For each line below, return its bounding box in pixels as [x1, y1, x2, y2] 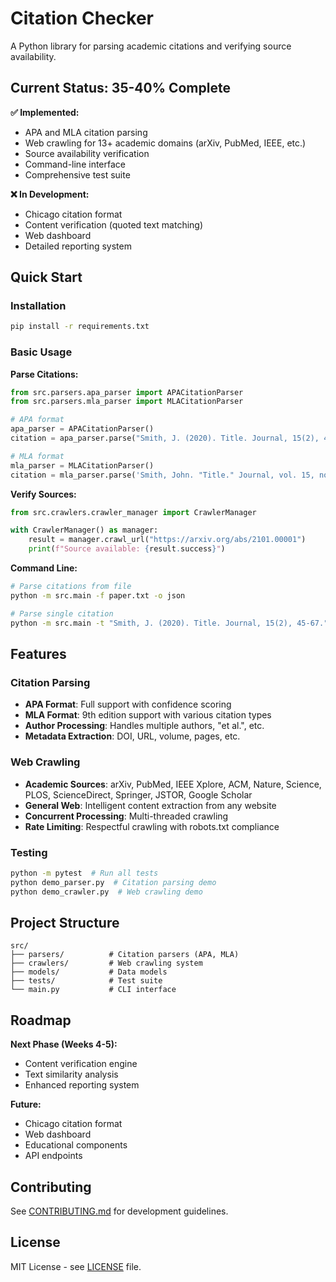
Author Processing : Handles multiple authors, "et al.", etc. [24, 720, 265, 732]
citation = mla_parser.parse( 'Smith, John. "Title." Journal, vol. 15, [10, 470, 315, 480]
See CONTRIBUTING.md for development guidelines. [10, 1205, 229, 1217]
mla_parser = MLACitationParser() [10, 460, 155, 471]
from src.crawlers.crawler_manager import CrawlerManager [10, 507, 257, 517]
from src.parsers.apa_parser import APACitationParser [10, 387, 244, 397]
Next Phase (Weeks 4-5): [10, 1038, 118, 1051]
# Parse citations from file [10, 582, 132, 592]
